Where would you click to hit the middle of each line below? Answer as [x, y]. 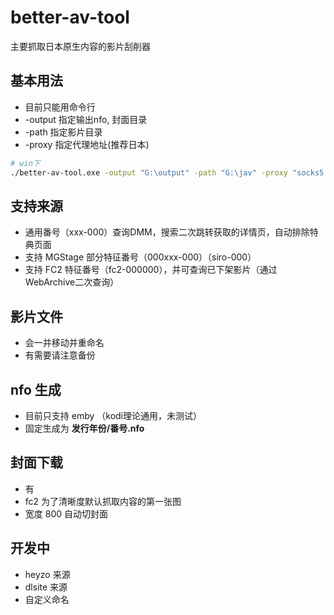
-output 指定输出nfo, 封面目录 [86, 119]
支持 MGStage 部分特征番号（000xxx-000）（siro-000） [140, 257]
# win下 [25, 163]
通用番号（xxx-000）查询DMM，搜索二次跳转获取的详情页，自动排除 [167, 232]
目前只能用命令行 [60, 107]
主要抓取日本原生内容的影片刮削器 [80, 46]
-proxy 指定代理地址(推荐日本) [87, 144]
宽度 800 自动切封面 [66, 513]
